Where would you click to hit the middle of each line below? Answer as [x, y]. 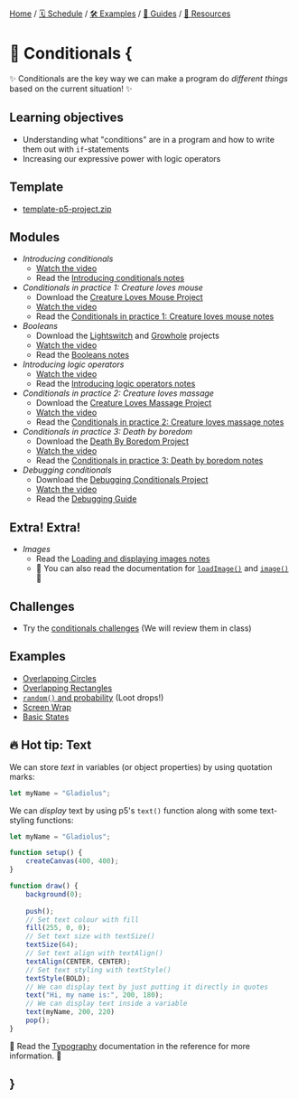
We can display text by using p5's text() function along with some [134, 810]
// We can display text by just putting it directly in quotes [147, 987]
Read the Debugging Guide [86, 499]
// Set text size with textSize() [90, 936]
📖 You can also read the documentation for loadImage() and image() [162, 568]
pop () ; [38, 1020]
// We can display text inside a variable [107, 1004]
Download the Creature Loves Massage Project [124, 403]
